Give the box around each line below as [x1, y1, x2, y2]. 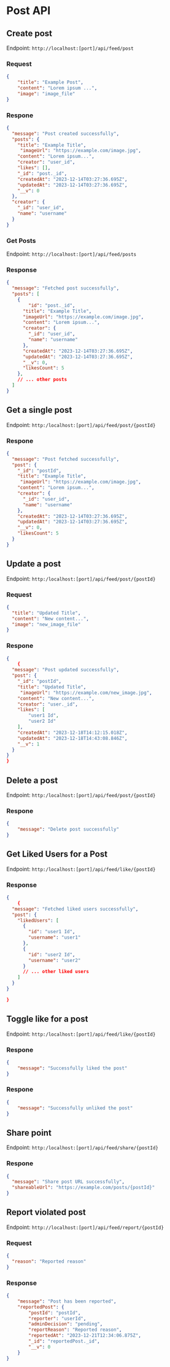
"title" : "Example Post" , [17, 79, 84, 86]
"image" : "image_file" [17, 90, 75, 97]
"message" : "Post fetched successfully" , [12, 456, 120, 462]
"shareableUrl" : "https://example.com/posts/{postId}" [12, 1185, 155, 1191]
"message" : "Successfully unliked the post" [17, 1105, 133, 1111]
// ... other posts [17, 377, 68, 383]
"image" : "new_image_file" [12, 621, 81, 628]
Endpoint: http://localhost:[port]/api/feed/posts [6, 250, 137, 258]
